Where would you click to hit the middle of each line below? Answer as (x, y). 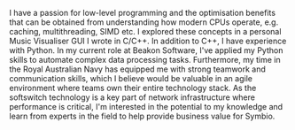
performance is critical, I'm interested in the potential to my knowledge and (146, 107)
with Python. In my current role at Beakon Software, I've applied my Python (146, 50)
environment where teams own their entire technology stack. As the (133, 88)
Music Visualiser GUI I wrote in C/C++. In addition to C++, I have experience (148, 41)
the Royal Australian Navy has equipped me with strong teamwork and (137, 69)
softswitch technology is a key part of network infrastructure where (132, 97)
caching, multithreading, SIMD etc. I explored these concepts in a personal (145, 31)
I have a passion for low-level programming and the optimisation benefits (143, 13)
